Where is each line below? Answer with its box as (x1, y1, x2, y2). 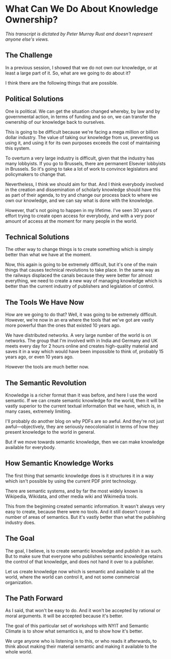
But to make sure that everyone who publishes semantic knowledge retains (5, 553, 163, 559)
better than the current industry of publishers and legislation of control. (5, 283, 154, 289)
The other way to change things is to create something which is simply (5, 246, 154, 252)
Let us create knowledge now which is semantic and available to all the (5, 568, 154, 574)
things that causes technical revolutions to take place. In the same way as (5, 267, 160, 273)
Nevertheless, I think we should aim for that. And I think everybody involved (5, 181, 164, 187)
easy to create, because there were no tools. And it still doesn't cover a (5, 508, 155, 515)
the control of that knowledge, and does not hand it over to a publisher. (5, 559, 154, 565)
